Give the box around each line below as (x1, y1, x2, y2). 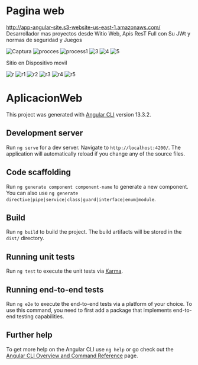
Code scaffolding (6, 167, 71, 177)
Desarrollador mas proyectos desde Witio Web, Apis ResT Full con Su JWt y (6, 30, 191, 37)
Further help (6, 330, 53, 340)
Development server (6, 128, 83, 138)
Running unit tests (6, 251, 75, 261)
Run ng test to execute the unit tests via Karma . (6, 267, 123, 274)
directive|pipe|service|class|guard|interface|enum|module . (6, 195, 156, 202)
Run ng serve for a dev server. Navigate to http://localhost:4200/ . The (6, 144, 181, 151)
